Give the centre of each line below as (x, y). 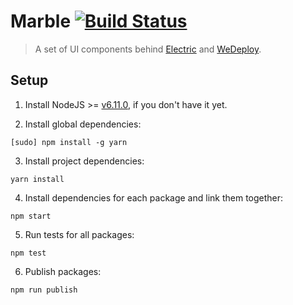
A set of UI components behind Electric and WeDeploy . (148, 49)
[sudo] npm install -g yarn (69, 142)
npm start (31, 216)
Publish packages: (63, 271)
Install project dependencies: (84, 161)
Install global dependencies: (83, 124)
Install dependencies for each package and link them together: (154, 197)
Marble (41, 21)
